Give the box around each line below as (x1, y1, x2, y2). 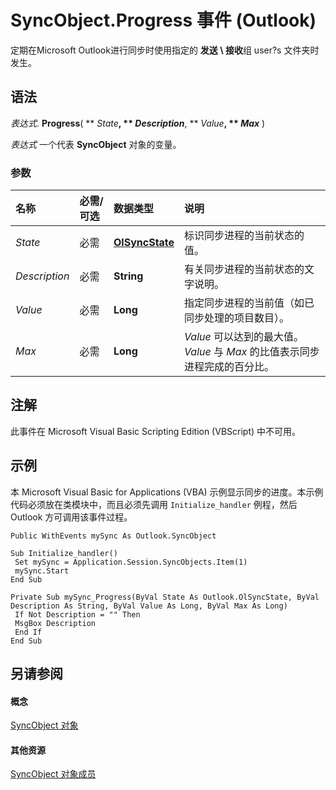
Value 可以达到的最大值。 (184, 330, 305, 344)
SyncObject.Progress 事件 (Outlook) (10, 9, 317, 32)
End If (14, 627, 43, 637)
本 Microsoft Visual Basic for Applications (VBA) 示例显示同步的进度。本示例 (10, 486, 324, 498)
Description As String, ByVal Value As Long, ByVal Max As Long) (10, 601, 288, 611)
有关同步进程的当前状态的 (184, 262, 305, 276)
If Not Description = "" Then (14, 609, 141, 620)
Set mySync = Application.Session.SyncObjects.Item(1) (14, 557, 248, 567)
